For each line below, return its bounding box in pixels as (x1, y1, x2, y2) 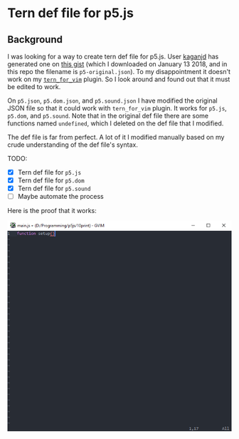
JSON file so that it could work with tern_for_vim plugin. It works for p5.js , (7, 104, 228, 112)
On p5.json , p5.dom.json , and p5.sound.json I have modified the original (7, 96, 218, 105)
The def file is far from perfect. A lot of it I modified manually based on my (7, 133, 225, 141)
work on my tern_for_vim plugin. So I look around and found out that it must (7, 75, 230, 83)
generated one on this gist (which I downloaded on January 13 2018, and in (7, 60, 228, 68)
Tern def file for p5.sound (17, 184, 91, 193)
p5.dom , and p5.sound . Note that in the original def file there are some (7, 112, 209, 120)
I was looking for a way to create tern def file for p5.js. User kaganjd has (7, 52, 219, 61)
